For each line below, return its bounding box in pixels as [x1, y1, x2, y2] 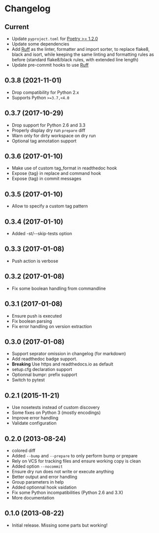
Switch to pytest [11, 377, 45, 383]
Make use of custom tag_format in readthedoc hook [11, 165, 117, 171]
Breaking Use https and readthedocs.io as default [11, 361, 114, 367]
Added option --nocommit [11, 463, 63, 469]
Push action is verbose [11, 258, 59, 264]
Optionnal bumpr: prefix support [11, 371, 77, 378]
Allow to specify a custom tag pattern [11, 203, 88, 209]
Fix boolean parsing [11, 318, 52, 324]
